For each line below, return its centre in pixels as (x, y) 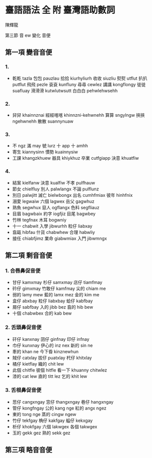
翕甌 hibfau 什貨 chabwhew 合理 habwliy (54, 232)
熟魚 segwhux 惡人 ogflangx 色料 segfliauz (56, 207)
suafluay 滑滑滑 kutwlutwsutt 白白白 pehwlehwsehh (65, 91)
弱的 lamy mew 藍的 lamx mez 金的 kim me (56, 295)
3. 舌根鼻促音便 (23, 390)
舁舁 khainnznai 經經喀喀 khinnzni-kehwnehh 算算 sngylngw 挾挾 (78, 115)
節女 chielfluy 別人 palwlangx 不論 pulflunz (56, 189)
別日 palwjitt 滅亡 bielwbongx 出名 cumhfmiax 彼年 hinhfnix (73, 195)
